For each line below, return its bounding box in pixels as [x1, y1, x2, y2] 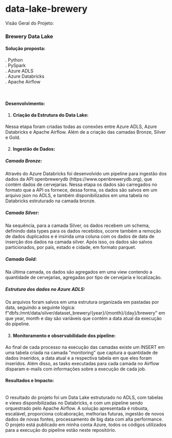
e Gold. [5, 134, 20, 140]
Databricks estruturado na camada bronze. [5, 198, 96, 204]
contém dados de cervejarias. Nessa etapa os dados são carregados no [5, 181, 158, 187]
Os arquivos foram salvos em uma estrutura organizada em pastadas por [5, 299, 159, 305]
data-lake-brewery [5, 3, 88, 15]
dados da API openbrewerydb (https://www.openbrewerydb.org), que [5, 176, 153, 182]
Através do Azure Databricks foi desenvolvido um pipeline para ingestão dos [5, 171, 167, 177]
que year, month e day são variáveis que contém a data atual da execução [5, 316, 162, 322]
